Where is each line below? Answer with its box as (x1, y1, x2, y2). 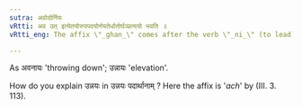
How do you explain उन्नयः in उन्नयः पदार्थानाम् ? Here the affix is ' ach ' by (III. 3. (9, 80, 277, 91)
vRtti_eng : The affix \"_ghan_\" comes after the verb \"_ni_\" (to (9, 30, 271, 39)
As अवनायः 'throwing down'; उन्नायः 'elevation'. (9, 62, 169, 73)
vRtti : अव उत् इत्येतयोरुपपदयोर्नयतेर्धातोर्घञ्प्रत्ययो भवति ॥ (9, 22, 168, 31)
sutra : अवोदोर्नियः (9, 13, 63, 23)
